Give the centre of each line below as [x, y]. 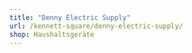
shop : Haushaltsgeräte [52, 34]
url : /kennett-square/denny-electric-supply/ [96, 26]
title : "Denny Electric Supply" [70, 18]
